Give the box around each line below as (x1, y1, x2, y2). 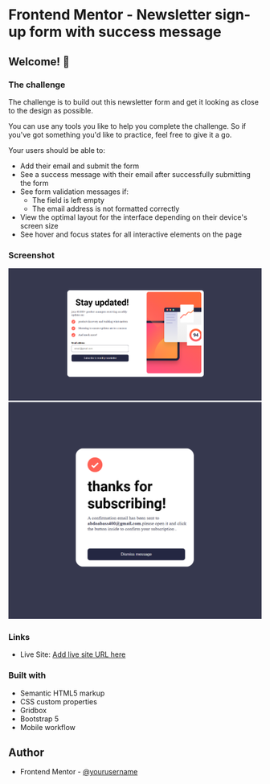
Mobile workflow (19, 722, 76, 732)
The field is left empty (31, 195, 104, 204)
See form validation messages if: (19, 187, 129, 196)
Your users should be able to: (8, 145, 106, 155)
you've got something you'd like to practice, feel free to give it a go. (8, 130, 232, 139)
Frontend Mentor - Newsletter (8, 6, 212, 24)
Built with (8, 670, 47, 681)
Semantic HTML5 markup (19, 688, 105, 698)
